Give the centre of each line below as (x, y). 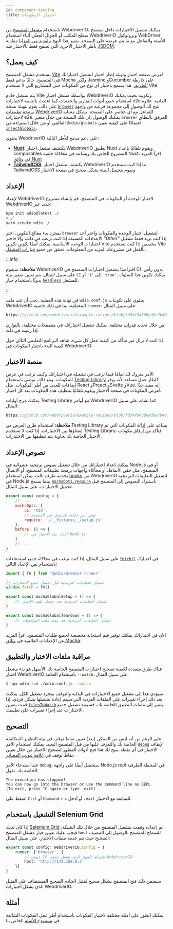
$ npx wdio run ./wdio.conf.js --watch (49, 684)
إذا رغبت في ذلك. (22, 330)
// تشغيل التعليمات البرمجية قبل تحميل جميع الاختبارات (55, 583)
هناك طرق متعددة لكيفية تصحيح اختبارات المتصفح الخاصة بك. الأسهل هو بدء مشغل (84, 669)
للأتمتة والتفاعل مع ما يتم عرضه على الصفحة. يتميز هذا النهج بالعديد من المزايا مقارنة (86, 40)
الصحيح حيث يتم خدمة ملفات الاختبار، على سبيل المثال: (58, 838)
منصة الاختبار (24, 362)
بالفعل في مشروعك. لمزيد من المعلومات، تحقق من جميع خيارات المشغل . (76, 249)
